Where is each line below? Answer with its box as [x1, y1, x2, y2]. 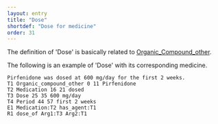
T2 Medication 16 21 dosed [7, 86, 84, 93]
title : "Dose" [7, 16, 48, 23]
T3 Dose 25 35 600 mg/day [7, 92, 81, 99]
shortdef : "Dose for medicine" [7, 23, 97, 29]
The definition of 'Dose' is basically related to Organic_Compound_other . [7, 48, 212, 56]
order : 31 [7, 29, 36, 36]
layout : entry [7, 10, 48, 17]
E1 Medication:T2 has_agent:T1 [7, 104, 97, 112]
